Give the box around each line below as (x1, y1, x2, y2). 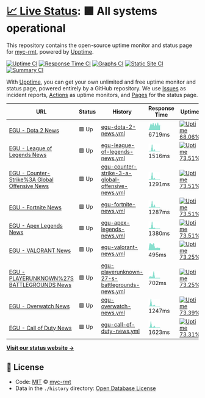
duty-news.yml (101, 327, 140, 335)
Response (148, 104, 175, 112)
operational (6, 21, 66, 35)
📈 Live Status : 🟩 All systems (6, 4, 157, 18)
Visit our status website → (6, 344, 74, 352)
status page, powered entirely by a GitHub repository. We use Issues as (6, 84, 186, 92)
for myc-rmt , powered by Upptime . (6, 48, 94, 55)
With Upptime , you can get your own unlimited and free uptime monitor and (6, 78, 196, 85)
